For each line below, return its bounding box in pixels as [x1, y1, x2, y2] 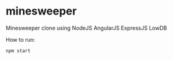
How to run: [6, 36, 35, 43]
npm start [6, 47, 31, 54]
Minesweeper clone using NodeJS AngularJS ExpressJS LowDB [6, 24, 167, 32]
